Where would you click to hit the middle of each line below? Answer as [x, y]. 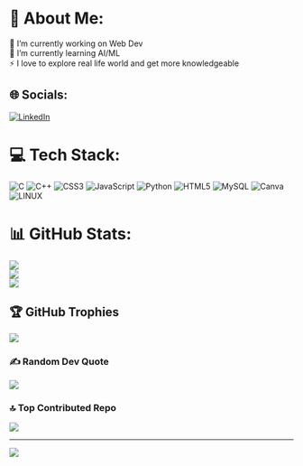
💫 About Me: [57, 19]
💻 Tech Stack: [65, 155]
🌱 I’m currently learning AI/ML [65, 52]
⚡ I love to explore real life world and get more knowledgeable [124, 63]
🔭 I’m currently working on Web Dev [76, 43]
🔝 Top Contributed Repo [63, 407]
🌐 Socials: [39, 95]
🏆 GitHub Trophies [64, 312]
